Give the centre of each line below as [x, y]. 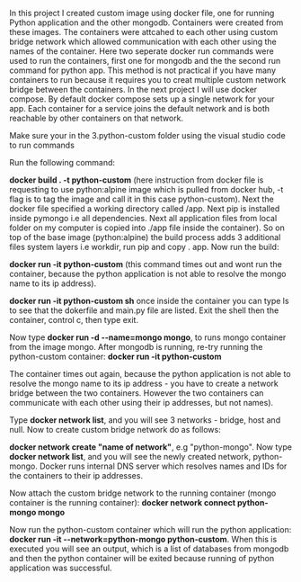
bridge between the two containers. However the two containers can [137, 393]
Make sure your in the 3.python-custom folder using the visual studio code [147, 135]
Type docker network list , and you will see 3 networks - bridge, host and [145, 420]
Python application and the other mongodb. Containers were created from [146, 22]
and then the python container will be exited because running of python [142, 558]
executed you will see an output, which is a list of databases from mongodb [149, 549]
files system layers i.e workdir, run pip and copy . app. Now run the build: [144, 247]
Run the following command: [62, 162]
